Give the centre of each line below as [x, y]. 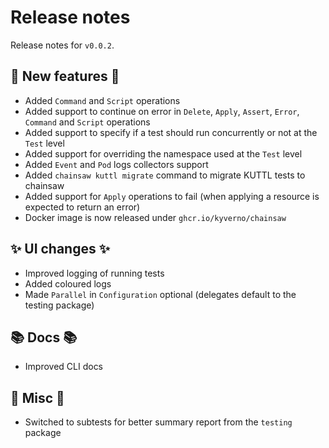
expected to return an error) [82, 207]
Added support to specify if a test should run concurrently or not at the [171, 132]
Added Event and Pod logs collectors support [116, 164]
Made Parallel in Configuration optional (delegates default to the [160, 294]
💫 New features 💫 [65, 76]
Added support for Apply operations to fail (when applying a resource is [172, 196]
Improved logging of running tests [94, 273]
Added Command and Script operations [102, 100]
